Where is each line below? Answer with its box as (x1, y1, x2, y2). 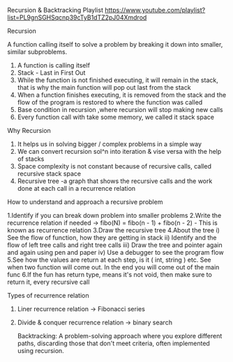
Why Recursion (7, 127, 51, 134)
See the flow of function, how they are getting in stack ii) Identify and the (7, 233, 217, 242)
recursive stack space (17, 170, 82, 178)
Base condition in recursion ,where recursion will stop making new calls (17, 106, 223, 113)
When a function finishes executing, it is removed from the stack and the (17, 90, 227, 99)
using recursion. (17, 347, 64, 354)
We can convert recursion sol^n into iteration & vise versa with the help (17, 148, 222, 155)
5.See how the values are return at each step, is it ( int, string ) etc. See (7, 255, 211, 264)
